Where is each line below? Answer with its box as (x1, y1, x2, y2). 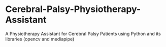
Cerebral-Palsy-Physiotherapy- (5, 3, 141, 15)
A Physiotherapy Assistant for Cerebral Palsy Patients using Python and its (5, 30, 161, 36)
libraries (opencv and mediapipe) (5, 36, 75, 42)
